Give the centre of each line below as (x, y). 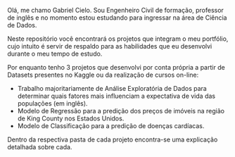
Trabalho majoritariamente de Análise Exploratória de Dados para (112, 88)
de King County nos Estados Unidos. (71, 118)
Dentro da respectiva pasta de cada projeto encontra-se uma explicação (113, 139)
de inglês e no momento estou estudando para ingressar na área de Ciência (117, 18)
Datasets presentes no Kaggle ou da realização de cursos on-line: (103, 75)
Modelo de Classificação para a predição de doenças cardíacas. (111, 126)
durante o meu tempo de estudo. (55, 54)
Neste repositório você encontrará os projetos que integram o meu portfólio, (118, 39)
